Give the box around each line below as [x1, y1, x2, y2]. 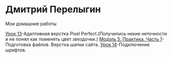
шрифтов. [5, 47, 27, 53]
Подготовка [5, 41, 31, 47]
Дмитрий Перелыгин [5, 4, 101, 15]
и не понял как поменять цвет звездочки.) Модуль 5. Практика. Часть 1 [5, 36, 162, 42]
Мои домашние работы [5, 21, 57, 27]
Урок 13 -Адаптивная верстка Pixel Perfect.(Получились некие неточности [5, 30, 167, 36]
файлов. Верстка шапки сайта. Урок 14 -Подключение [32, 41, 150, 47]
